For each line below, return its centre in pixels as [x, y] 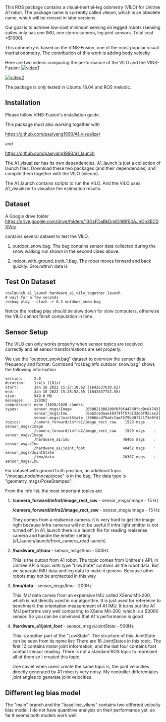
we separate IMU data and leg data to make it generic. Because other [83, 571]
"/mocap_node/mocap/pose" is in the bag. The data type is [66, 476]
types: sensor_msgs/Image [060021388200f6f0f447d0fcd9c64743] [83, 409]
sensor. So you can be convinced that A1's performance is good [78, 617]
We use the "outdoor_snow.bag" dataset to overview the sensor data [75, 359]
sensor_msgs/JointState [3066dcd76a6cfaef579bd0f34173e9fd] [97, 418]
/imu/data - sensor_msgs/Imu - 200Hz [52, 586]
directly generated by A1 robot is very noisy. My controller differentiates [85, 672]
